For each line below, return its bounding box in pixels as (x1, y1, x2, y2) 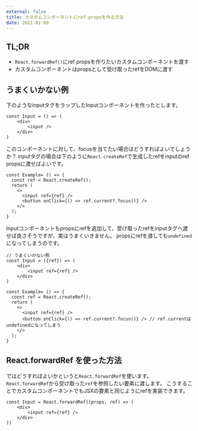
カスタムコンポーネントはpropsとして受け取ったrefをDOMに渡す (14, 66, 173, 73)
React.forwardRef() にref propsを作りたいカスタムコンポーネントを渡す (14, 58, 189, 65)
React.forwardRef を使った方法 (6, 356, 122, 366)
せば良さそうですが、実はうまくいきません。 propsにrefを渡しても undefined (6, 232, 192, 239)
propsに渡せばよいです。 (6, 160, 67, 167)
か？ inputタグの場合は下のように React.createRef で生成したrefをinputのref (6, 153, 190, 160)
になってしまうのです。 (6, 240, 63, 246)
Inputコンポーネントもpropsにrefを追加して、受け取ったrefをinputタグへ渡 (6, 225, 189, 232)
